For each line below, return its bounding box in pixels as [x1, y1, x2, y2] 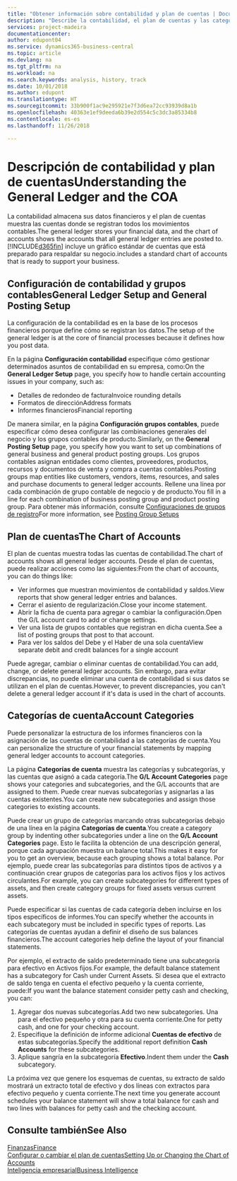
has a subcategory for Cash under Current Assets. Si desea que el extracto [7, 971, 226, 979]
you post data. [7, 341, 49, 350]
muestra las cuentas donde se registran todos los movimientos [7, 220, 190, 228]
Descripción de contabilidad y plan [7, 158, 215, 175]
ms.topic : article [7, 50, 61, 57]
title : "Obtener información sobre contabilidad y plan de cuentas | [7, 10, 217, 18]
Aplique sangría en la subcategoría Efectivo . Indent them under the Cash [17, 1052, 229, 1061]
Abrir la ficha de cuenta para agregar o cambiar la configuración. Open [17, 608, 222, 617]
